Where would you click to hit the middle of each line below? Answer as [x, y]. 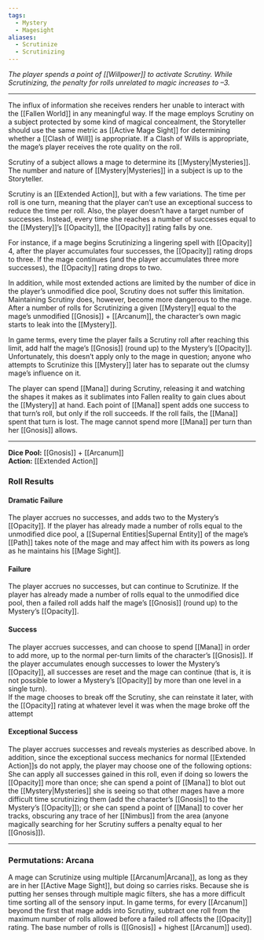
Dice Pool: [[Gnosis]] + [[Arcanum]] [66, 453]
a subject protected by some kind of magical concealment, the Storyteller [127, 122]
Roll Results [31, 481]
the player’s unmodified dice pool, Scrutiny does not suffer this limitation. [126, 291]
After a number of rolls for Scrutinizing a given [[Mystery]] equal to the [123, 308]
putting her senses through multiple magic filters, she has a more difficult [126, 894]
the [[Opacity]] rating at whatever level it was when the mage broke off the [129, 705]
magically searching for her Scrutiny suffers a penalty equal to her [115, 824]
